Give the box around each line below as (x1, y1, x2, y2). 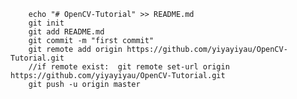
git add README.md (28, 27, 105, 37)
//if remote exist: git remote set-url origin (28, 62, 230, 72)
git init (28, 18, 65, 28)
